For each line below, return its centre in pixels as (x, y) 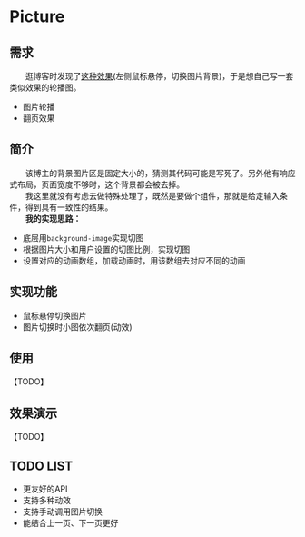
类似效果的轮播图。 (45, 87)
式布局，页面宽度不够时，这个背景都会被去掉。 (97, 184)
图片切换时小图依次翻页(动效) (78, 327)
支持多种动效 (46, 501)
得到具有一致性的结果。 (69, 207)
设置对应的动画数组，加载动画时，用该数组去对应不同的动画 (134, 260)
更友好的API (45, 489)
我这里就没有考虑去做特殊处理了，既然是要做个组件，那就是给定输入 (152, 195)
